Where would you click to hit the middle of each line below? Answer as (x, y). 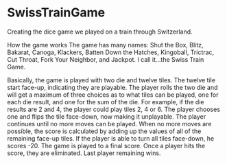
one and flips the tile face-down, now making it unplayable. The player (107, 116)
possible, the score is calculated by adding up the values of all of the (104, 131)
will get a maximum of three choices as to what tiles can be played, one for (113, 95)
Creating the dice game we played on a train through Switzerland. (100, 32)
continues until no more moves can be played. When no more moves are (109, 124)
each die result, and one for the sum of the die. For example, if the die (106, 102)
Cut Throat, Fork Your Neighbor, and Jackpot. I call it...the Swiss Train (106, 59)
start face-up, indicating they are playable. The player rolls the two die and (112, 87)
